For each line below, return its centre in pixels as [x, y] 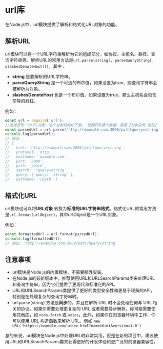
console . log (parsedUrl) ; [30, 134]
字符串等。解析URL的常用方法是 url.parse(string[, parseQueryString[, [82, 60]
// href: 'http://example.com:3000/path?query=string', [65, 148]
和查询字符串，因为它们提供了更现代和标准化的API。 [65, 284]
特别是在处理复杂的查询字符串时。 [46, 297]
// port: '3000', [25, 161]
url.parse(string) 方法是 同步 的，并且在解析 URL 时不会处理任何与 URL [82, 303]
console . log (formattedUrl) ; [34, 239]
